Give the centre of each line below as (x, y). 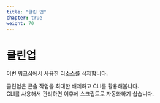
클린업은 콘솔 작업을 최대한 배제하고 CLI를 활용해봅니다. (73, 87)
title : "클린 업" (27, 12)
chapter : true (25, 18)
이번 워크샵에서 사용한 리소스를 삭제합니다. (57, 73)
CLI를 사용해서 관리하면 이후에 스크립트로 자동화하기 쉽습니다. (80, 94)
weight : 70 (20, 23)
